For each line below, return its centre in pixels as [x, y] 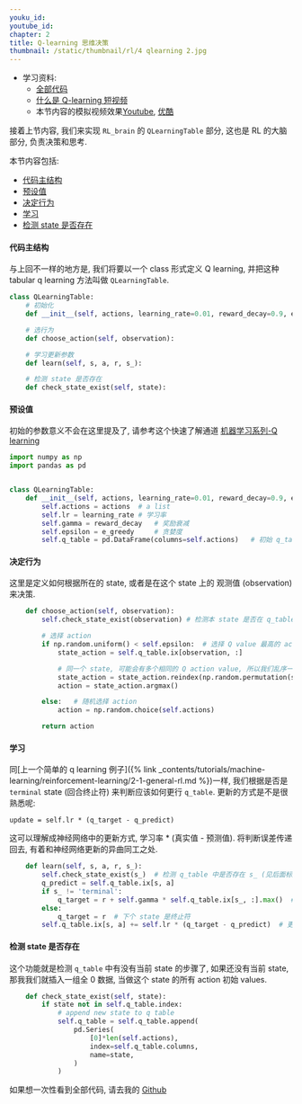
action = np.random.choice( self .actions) [136, 710]
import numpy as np [46, 458]
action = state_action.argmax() [118, 686]
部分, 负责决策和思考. [49, 142]
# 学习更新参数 [50, 355]
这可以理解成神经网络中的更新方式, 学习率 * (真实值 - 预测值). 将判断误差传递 [151, 838]
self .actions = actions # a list [106, 506]
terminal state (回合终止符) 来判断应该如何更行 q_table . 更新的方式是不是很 [149, 792]
